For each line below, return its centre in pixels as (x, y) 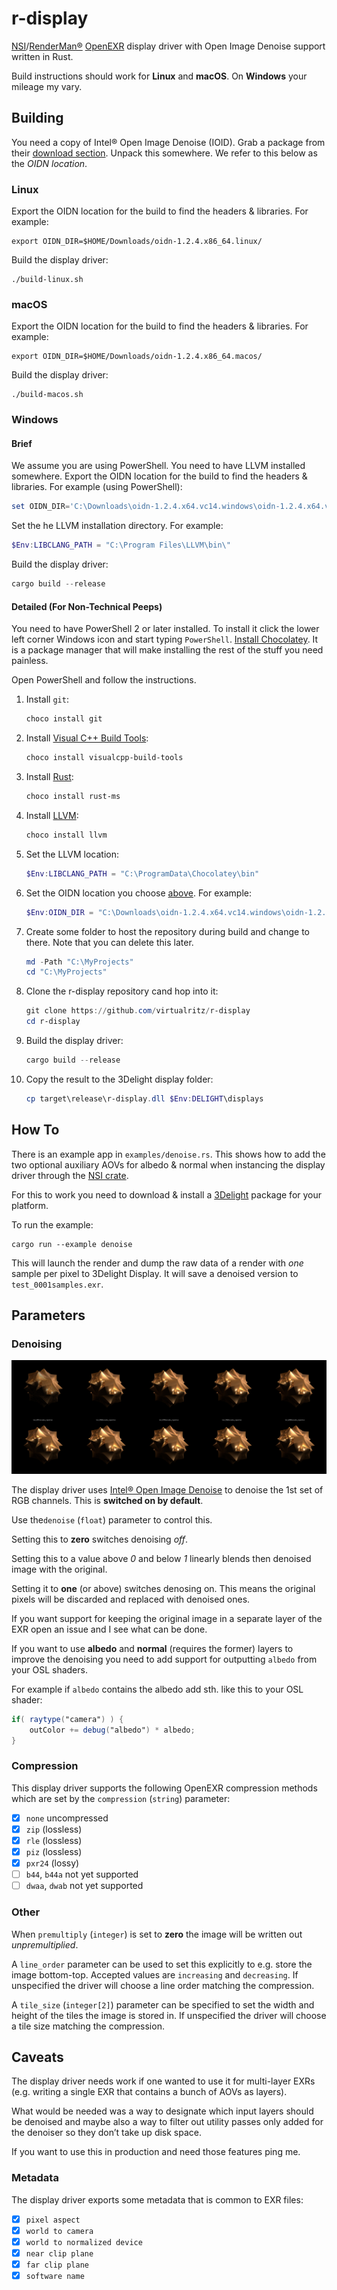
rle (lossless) (54, 1840)
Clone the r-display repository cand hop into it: (122, 991)
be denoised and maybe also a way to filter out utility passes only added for (167, 2122)
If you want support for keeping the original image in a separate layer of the (167, 1618)
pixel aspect (53, 2220)
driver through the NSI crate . (70, 1175)
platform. (30, 1205)
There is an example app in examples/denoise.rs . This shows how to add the (168, 1154)
